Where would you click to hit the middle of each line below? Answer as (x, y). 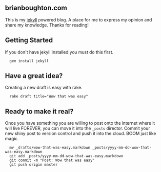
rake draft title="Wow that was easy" (49, 96)
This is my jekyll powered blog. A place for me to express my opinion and (79, 19)
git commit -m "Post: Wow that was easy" (52, 160)
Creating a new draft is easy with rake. (44, 88)
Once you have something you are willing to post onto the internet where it (80, 123)
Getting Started (29, 40)
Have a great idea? (34, 76)
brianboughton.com (36, 8)
